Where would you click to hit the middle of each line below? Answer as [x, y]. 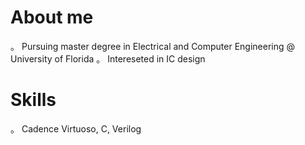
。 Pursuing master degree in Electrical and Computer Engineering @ [153, 46]
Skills [33, 100]
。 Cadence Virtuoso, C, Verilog [76, 128]
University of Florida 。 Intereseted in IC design [108, 58]
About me [52, 17]
